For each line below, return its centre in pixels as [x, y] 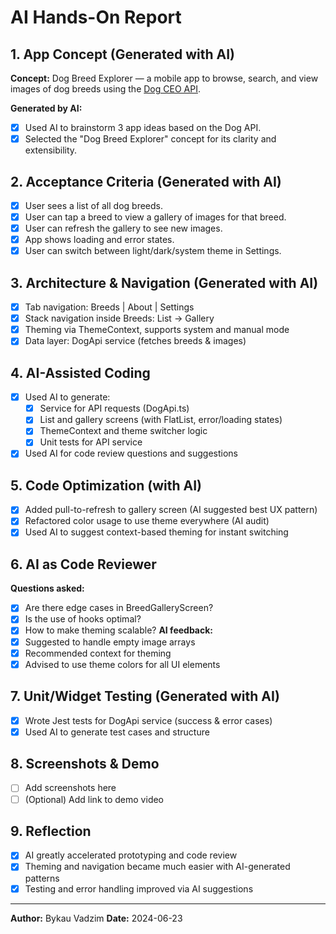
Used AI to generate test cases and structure [117, 732]
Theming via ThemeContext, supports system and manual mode [157, 330]
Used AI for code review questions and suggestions [131, 453]
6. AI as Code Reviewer [83, 564]
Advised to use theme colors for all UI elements [122, 664]
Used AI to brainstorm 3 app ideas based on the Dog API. [143, 127]
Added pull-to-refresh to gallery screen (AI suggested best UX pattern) [171, 510]
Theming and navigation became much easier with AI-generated [157, 867]
